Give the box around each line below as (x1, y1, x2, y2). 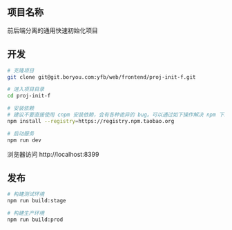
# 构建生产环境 (7, 210, 45, 217)
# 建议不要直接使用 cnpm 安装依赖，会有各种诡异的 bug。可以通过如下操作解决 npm (7, 111, 216, 118)
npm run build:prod (7, 216, 64, 223)
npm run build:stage (7, 198, 67, 204)
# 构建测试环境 (7, 191, 45, 198)
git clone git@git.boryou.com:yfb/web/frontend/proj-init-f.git (7, 73, 196, 81)
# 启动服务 (7, 130, 35, 137)
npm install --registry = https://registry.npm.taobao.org (7, 117, 175, 124)
